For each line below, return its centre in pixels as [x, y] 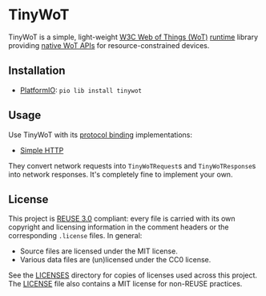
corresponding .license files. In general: [75, 236]
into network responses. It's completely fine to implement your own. [121, 174]
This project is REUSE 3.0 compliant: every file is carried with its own [122, 219]
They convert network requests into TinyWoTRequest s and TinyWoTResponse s [132, 165]
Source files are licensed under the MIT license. [99, 251]
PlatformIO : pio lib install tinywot [81, 90]
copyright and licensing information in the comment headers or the [119, 227]
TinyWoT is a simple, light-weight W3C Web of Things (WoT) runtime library [133, 37]
